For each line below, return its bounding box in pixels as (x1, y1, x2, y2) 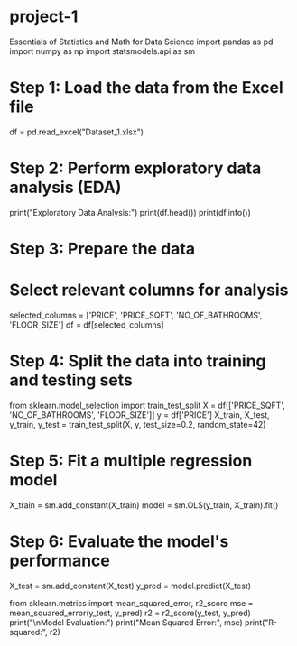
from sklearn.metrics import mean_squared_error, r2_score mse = (9, 597, 254, 608)
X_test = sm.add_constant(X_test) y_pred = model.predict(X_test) (9, 580, 251, 591)
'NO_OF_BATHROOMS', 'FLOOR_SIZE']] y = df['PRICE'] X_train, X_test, (9, 409, 270, 420)
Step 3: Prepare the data (9, 239, 196, 259)
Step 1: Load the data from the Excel (9, 78, 284, 98)
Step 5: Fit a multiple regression (9, 451, 253, 471)
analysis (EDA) (9, 178, 122, 198)
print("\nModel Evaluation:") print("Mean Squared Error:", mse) (9, 616, 244, 628)
